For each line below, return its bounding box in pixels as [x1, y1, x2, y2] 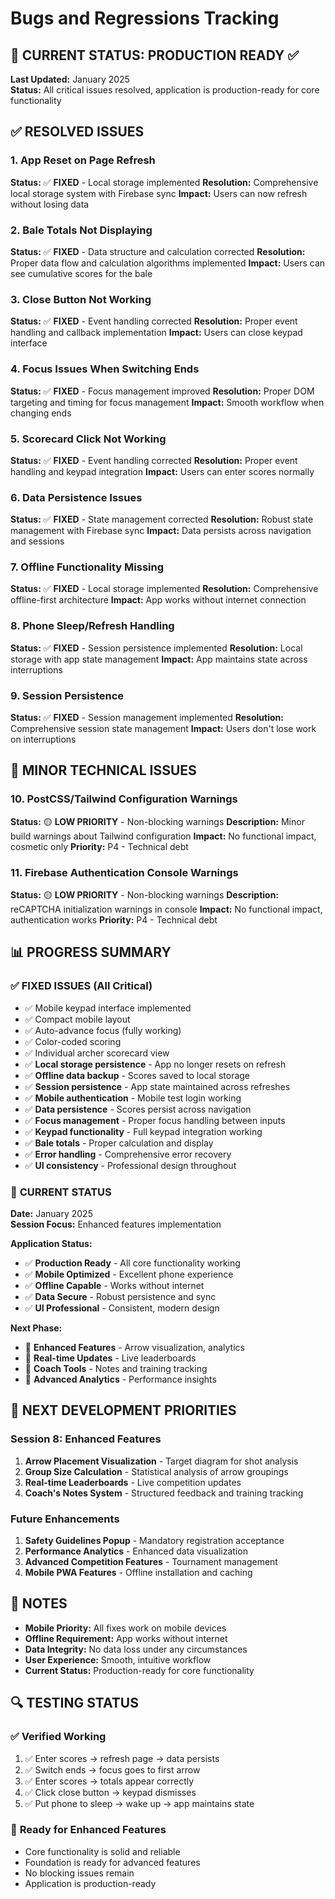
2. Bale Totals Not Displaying [10, 223, 153, 237]
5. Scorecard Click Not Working [10, 432, 167, 446]
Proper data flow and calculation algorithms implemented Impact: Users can [10, 257, 326, 269]
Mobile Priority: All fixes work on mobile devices [24, 1622, 227, 1634]
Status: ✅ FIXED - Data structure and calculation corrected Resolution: [10, 245, 306, 257]
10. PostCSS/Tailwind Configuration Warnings [10, 792, 238, 806]
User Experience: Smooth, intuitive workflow [24, 1653, 212, 1666]
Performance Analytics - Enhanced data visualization [24, 1545, 248, 1557]
